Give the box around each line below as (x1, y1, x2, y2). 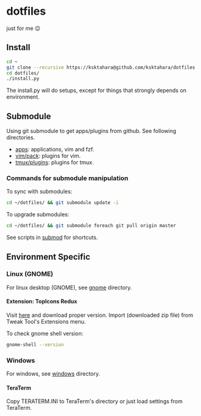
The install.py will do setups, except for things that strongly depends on (6, 87, 187, 94)
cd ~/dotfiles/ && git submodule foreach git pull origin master (6, 222, 176, 229)
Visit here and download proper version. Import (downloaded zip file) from (6, 311, 194, 319)
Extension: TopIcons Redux (6, 298, 78, 305)
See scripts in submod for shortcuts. (6, 234, 98, 241)
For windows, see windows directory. (6, 370, 101, 377)
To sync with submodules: (6, 188, 73, 195)
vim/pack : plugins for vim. (15, 152, 81, 160)
